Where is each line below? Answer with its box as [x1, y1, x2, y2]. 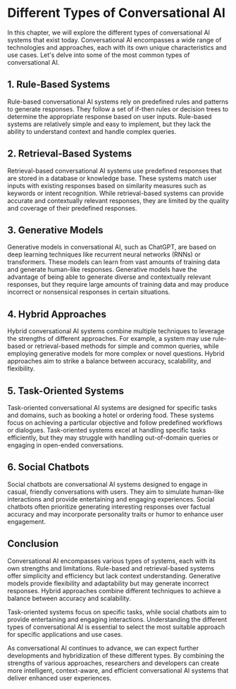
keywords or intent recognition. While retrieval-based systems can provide [7, 189, 224, 197]
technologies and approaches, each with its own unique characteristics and [7, 43, 227, 51]
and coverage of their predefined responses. [7, 204, 137, 212]
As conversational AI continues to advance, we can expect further [7, 643, 199, 652]
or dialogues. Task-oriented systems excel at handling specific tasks [7, 426, 206, 434]
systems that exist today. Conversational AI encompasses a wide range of [7, 35, 222, 44]
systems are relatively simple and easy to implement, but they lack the [7, 120, 211, 128]
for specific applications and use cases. [7, 630, 123, 638]
